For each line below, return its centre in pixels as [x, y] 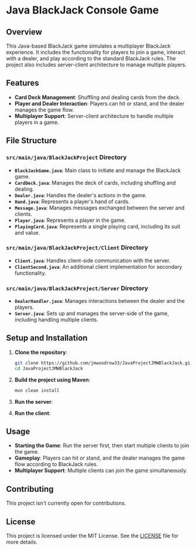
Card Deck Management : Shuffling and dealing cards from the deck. [98, 97]
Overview [24, 32]
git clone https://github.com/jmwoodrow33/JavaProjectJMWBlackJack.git [104, 363]
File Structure [31, 141]
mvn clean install [37, 390]
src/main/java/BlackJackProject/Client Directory [77, 248]
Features [23, 83]
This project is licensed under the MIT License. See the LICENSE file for [92, 535]
